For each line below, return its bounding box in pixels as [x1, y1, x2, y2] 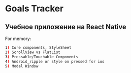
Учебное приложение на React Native [5, 23, 127, 31]
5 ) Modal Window [5, 64, 38, 69]
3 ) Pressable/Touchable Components [5, 54, 78, 59]
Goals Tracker [5, 3, 64, 14]
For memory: [5, 36, 31, 41]
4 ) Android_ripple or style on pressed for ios [5, 59, 105, 64]
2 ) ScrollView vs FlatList [5, 50, 61, 55]
